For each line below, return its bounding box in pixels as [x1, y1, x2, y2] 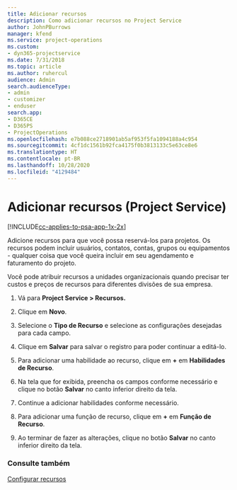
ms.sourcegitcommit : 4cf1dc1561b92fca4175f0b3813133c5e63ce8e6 [7, 142, 198, 149]
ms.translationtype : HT [7, 149, 78, 156]
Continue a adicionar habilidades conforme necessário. [17, 398, 179, 407]
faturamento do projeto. [7, 258, 76, 267]
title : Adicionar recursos [7, 10, 87, 18]
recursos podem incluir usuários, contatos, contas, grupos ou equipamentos [7, 244, 230, 252]
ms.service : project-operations [7, 37, 103, 44]
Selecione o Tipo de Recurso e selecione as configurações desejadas [17, 321, 222, 329]
